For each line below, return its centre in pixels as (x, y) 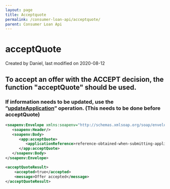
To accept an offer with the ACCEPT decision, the (84, 79)
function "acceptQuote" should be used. (71, 87)
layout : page (19, 10)
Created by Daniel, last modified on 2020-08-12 (55, 64)
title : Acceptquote (26, 15)
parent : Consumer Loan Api (34, 24)
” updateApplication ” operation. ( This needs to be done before (83, 108)
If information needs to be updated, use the (59, 102)
